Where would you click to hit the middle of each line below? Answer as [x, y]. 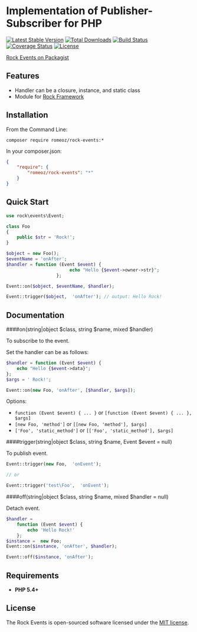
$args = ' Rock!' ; [29, 379]
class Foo [18, 226]
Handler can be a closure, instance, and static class [77, 90]
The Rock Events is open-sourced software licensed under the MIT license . [98, 622]
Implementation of [52, 11]
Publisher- [127, 11]
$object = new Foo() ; [33, 254]
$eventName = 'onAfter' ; [37, 259]
